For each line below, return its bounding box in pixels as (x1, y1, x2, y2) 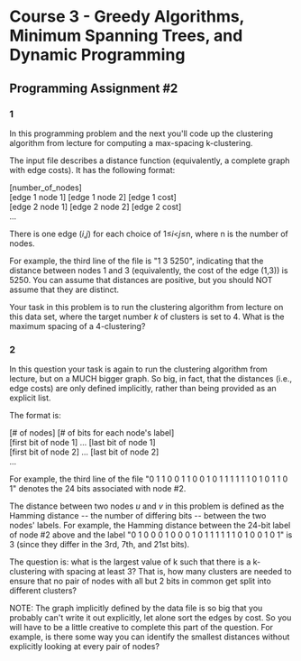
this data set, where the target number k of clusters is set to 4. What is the (9, 311, 285, 322)
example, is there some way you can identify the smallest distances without (9, 631, 290, 642)
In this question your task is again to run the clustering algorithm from (9, 363, 268, 375)
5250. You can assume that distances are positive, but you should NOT (9, 274, 273, 285)
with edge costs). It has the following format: (9, 164, 176, 175)
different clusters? (9, 585, 77, 596)
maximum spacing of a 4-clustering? (9, 320, 146, 331)
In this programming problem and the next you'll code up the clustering (9, 128, 273, 139)
